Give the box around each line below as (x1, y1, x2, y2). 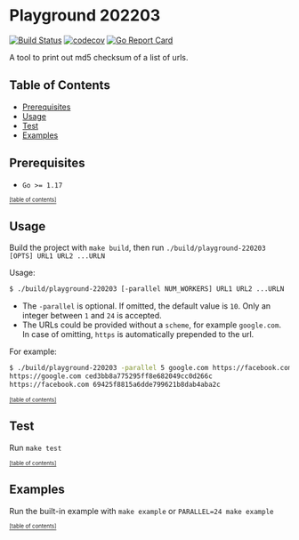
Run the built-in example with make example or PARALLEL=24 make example (9, 505, 274, 516)
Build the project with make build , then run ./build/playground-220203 (9, 242, 266, 254)
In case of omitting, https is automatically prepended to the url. (21, 329, 255, 340)
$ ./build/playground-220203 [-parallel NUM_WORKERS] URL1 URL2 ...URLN (9, 285, 285, 294)
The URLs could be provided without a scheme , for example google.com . (21, 319, 282, 330)
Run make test (9, 442, 62, 453)
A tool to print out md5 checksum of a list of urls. (9, 52, 189, 62)
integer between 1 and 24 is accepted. (21, 310, 162, 321)
